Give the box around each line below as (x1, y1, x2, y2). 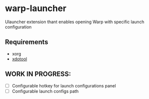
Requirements (5, 38, 48, 46)
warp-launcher (5, 3, 67, 14)
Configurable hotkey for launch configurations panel (12, 83, 116, 88)
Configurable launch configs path (12, 88, 79, 94)
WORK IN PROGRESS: (5, 70, 71, 78)
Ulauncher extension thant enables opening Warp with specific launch (5, 19, 145, 25)
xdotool (12, 56, 27, 62)
